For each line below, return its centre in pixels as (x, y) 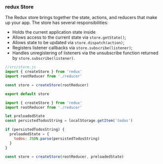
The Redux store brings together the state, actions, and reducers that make (81, 18)
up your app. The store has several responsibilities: (57, 23)
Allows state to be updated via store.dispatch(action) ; (68, 43)
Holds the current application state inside (54, 32)
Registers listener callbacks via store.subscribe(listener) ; (72, 48)
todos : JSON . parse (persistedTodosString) (57, 139)
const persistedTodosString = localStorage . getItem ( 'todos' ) (69, 121)
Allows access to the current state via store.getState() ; (69, 37)
